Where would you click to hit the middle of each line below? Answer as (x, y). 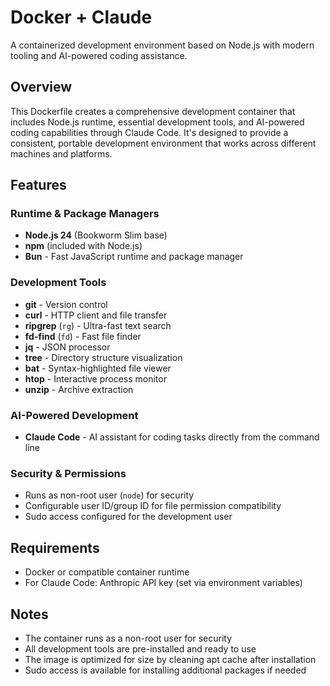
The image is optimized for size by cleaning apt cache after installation (170, 659)
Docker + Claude (81, 17)
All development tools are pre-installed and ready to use (140, 648)
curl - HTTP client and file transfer (96, 315)
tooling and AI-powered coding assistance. (99, 55)
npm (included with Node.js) (83, 246)
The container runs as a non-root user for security (128, 638)
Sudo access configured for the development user (128, 517)
